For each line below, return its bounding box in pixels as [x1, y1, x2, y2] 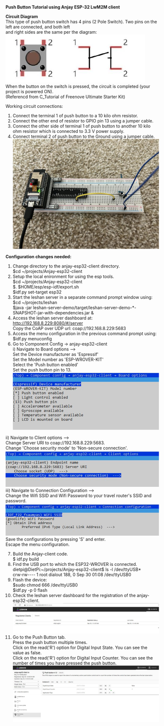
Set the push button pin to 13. [12, 367, 72, 373]
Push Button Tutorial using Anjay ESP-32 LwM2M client [5, 4, 120, 10]
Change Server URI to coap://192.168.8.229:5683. [5, 440, 105, 446]
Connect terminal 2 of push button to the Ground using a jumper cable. [12, 134, 155, 139]
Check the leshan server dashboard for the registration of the [12, 593, 136, 599]
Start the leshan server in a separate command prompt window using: [12, 294, 153, 300]
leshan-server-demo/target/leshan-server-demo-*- [33, 305, 137, 311]
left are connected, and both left [5, 24, 70, 30]
